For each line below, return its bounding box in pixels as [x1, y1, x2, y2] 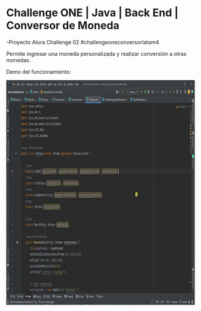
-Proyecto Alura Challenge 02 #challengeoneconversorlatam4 [6, 38, 160, 46]
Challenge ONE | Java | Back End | [6, 6, 179, 20]
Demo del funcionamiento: [6, 68, 72, 75]
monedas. [6, 56, 31, 64]
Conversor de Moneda [6, 19, 120, 32]
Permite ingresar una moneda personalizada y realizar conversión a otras [6, 50, 187, 57]
